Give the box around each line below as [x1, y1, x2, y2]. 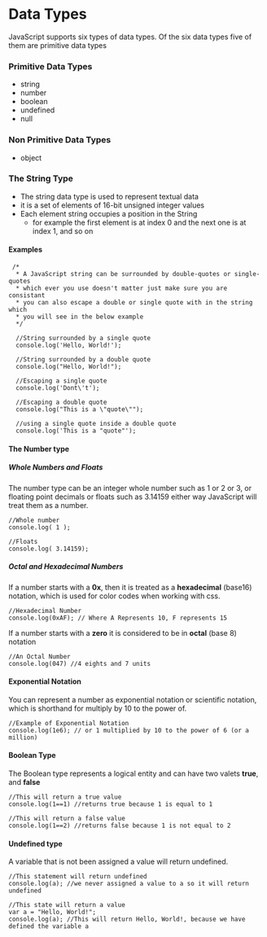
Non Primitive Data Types [8, 134, 112, 146]
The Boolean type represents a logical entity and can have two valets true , [8, 768, 259, 778]
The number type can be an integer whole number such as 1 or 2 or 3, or [8, 483, 252, 493]
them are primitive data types [8, 40, 107, 50]
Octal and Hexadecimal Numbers [8, 562, 124, 571]
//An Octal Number [8, 652, 71, 660]
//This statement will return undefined [8, 873, 148, 881]
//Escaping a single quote [15, 377, 107, 385]
